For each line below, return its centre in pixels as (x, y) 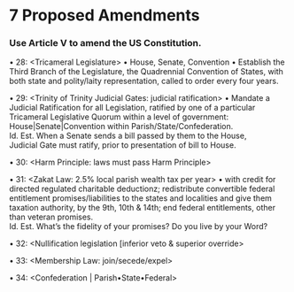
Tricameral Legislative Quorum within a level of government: (119, 117)
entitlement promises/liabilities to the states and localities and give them (141, 198)
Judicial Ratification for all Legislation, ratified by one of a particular (132, 108)
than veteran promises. (51, 217)
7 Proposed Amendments (105, 15)
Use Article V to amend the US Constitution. (105, 43)
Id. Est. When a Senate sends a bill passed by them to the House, (128, 136)
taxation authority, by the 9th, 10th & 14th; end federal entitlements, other (143, 208)
